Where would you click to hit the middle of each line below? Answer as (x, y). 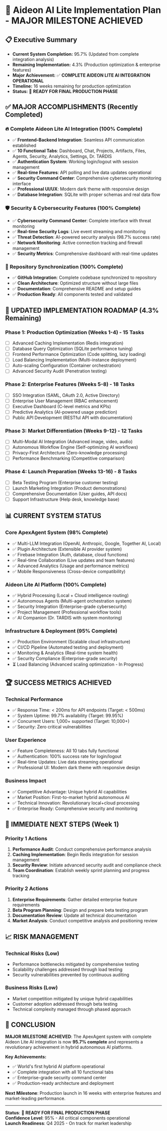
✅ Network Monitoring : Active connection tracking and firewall (77, 243)
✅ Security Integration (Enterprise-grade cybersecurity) (70, 607)
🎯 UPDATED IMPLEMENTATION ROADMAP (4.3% (82, 310)
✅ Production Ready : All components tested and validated (72, 294)
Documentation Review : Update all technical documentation (74, 915)
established (24, 145)
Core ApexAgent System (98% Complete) (57, 532)
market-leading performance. (35, 1099)
